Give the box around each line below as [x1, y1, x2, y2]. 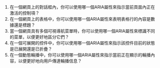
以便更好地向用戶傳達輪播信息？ [18, 58, 82, 64]
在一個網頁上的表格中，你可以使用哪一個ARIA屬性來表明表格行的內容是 [9, 16, 151, 22]
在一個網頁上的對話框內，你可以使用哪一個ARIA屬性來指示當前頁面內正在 [9, 4, 155, 10]
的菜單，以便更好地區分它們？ [9, 34, 69, 40]
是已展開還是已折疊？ [9, 46, 52, 52]
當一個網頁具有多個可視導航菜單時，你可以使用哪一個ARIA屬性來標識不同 [9, 28, 155, 34]
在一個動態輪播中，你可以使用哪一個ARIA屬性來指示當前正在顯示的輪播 [9, 52, 151, 57]
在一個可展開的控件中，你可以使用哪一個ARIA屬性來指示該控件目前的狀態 [9, 40, 155, 45]
